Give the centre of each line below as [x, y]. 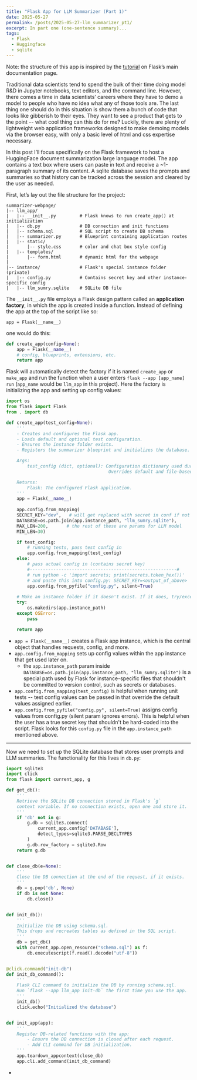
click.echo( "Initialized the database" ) [67, 1007]
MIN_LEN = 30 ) [31, 531]
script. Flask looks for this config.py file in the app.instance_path [93, 728]
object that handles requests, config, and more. [72, 647]
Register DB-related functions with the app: [73, 1034]
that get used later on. [41, 660]
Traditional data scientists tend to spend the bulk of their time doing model [96, 84]
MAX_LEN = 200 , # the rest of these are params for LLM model [99, 526]
